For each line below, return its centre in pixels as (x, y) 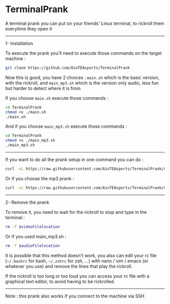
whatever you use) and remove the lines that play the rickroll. (69, 266)
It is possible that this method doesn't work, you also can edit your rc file (81, 255)
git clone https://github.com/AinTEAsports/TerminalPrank (68, 68)
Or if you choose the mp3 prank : (40, 178)
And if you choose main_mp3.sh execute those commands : (66, 126)
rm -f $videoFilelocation (32, 226)
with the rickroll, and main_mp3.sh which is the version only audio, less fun (82, 83)
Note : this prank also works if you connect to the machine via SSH (75, 296)
